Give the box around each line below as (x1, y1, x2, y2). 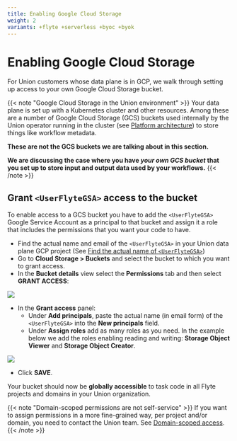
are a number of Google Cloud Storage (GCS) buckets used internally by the (7, 114, 229, 122)
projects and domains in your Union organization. (7, 390, 151, 399)
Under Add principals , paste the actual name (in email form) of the (28, 311, 224, 320)
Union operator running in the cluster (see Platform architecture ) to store (7, 121, 219, 130)
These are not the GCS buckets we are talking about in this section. (7, 142, 209, 151)
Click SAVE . (17, 369, 53, 377)
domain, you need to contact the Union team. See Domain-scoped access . (7, 418, 225, 427)
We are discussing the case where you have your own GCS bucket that (7, 156, 219, 165)
